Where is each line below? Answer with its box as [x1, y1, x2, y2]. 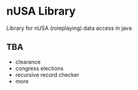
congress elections [15, 64, 64, 72]
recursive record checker [15, 71, 80, 78]
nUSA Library [6, 4, 76, 18]
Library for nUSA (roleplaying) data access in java [6, 24, 132, 32]
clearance [15, 58, 41, 65]
